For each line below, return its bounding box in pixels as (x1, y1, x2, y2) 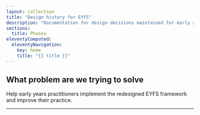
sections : (6, 25, 31, 31)
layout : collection (6, 8, 55, 15)
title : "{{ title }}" (17, 53, 70, 59)
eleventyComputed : (6, 36, 52, 42)
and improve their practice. (6, 97, 73, 104)
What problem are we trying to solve (6, 75, 144, 85)
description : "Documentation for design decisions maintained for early (6, 20, 190, 25)
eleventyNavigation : (11, 42, 62, 48)
